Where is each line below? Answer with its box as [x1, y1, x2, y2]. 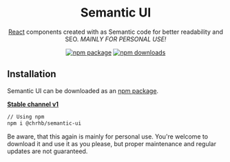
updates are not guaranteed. [7, 147, 88, 155]
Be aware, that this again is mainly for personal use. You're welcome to [7, 132, 209, 141]
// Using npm [7, 113, 45, 120]
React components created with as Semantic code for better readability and [8, 28, 224, 36]
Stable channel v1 [7, 100, 59, 108]
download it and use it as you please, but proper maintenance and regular [7, 139, 217, 148]
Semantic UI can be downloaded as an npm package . [7, 86, 159, 94]
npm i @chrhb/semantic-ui [7, 119, 81, 127]
